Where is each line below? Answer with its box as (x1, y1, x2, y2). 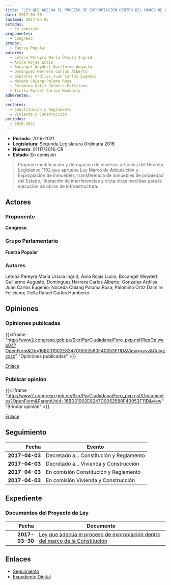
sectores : (5, 103, 26, 108)
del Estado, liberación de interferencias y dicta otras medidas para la (17, 177, 162, 184)
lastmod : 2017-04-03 (5, 17, 49, 22)
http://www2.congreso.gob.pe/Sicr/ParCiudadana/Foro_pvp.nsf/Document (7, 392, 164, 398)
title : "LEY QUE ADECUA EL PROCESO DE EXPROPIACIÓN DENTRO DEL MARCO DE (5, 7, 163, 13)
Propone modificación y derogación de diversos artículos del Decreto (17, 161, 164, 167)
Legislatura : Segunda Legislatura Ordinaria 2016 (12, 141, 115, 147)
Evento (87, 443, 104, 450)
